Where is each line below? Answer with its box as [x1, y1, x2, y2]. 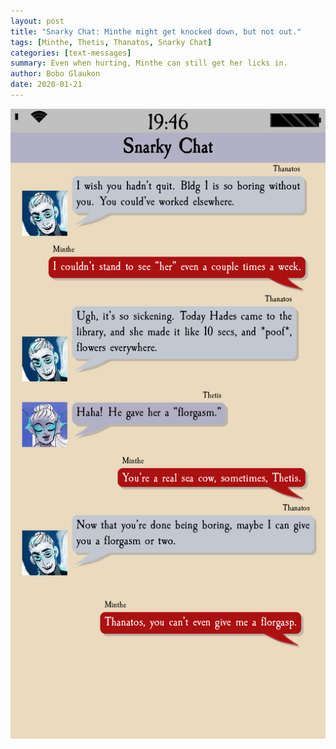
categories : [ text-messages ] [10, 48, 132, 58]
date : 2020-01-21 [10, 80, 83, 90]
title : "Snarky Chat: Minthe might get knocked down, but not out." [10, 26, 302, 37]
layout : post [10, 16, 65, 26]
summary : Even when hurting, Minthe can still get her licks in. [10, 58, 288, 69]
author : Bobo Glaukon [10, 69, 101, 79]
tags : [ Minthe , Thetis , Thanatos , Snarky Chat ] [10, 37, 213, 47]
